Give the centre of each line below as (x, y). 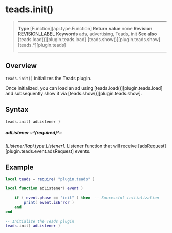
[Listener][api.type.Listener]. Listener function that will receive (71, 146)
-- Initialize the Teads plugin (40, 221)
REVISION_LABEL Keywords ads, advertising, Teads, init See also (87, 34)
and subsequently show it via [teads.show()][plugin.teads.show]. (74, 93)
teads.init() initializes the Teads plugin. (48, 78)
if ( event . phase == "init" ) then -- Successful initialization (87, 198)
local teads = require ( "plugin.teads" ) (50, 179)
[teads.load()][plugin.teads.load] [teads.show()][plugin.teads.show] (89, 39)
